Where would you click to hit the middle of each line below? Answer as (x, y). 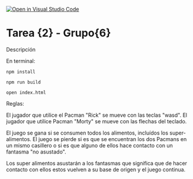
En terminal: (21, 61)
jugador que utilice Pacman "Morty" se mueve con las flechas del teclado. (96, 121)
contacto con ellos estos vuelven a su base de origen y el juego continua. (96, 170)
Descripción (21, 49)
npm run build (24, 82)
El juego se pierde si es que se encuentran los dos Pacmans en (110, 139)
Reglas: (15, 103)
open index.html (26, 92)
